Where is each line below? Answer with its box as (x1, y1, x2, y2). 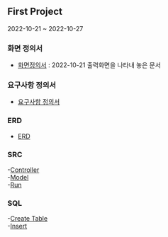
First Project (7, 6, 62, 18)
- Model (7, 173, 29, 181)
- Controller (7, 166, 40, 174)
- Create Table (7, 214, 48, 223)
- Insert (7, 222, 28, 231)
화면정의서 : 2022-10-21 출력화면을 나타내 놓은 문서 (17, 61, 162, 69)
